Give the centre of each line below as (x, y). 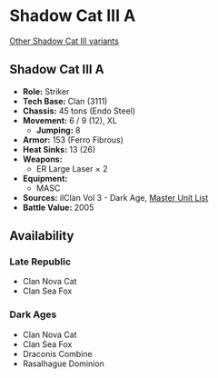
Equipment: (45, 178)
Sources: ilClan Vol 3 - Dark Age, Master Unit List (115, 197)
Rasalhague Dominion (63, 363)
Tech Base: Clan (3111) (65, 101)
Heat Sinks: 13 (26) (59, 149)
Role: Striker (46, 91)
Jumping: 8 (58, 130)
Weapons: (42, 159)
